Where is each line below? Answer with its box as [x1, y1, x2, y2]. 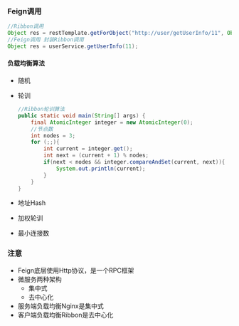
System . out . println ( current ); [55, 165, 146, 172]
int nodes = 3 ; [31, 132, 76, 140]
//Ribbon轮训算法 [17, 105, 65, 112]
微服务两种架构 [17, 275, 62, 283]
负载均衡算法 [7, 59, 45, 68]
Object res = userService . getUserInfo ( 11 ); [7, 43, 139, 50]
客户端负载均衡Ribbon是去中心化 [17, 310, 114, 319]
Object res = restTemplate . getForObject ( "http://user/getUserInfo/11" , [7, 30, 224, 37]
